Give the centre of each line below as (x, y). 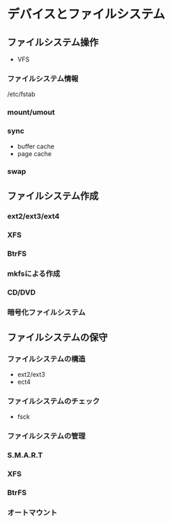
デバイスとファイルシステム (86, 14)
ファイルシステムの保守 (57, 337)
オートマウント (32, 513)
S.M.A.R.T (25, 455)
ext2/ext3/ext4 (33, 216)
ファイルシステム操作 (53, 42)
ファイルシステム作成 (53, 196)
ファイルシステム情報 (43, 79)
